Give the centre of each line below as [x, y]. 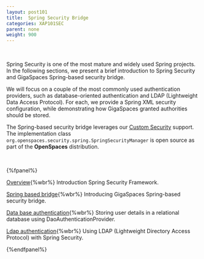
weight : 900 [21, 35]
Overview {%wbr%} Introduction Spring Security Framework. [82, 182]
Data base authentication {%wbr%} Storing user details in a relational [93, 213]
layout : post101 [27, 12]
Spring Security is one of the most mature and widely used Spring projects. [101, 64]
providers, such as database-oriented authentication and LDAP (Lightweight [102, 96]
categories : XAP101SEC [35, 23]
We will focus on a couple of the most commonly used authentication [93, 89]
